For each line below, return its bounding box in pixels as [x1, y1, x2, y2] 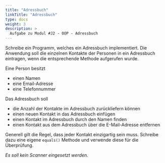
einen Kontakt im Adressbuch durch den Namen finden [12, 116, 127, 122]
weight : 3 [5, 21, 26, 27]
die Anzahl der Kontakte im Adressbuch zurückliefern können [12, 106, 140, 111]
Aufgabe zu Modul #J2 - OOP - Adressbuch [10, 31, 98, 36]
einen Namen [12, 75, 41, 81]
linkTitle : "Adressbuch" [5, 12, 58, 17]
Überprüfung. [5, 142, 34, 148]
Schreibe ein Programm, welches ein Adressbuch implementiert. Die [5, 45, 147, 51]
